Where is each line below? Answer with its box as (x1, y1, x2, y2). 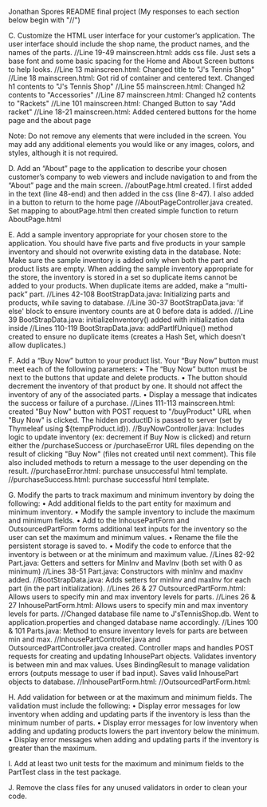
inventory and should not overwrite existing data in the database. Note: (8, 247, 241, 256)
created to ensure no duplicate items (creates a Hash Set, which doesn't (8, 332, 245, 341)
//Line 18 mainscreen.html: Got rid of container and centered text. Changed (8, 74, 255, 82)
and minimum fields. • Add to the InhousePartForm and (8, 515, 190, 525)
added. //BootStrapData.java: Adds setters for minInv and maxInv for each (8, 575, 252, 584)
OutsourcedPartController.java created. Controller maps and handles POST (8, 643, 254, 652)
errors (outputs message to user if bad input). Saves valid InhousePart (8, 669, 239, 678)
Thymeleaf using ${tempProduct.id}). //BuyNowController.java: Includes (8, 423, 245, 433)
